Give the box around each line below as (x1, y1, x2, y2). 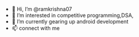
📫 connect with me (11, 25, 60, 32)
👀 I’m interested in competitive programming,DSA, (11, 12, 134, 19)
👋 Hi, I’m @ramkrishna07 (11, 6, 72, 12)
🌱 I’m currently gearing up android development (11, 18, 129, 25)
